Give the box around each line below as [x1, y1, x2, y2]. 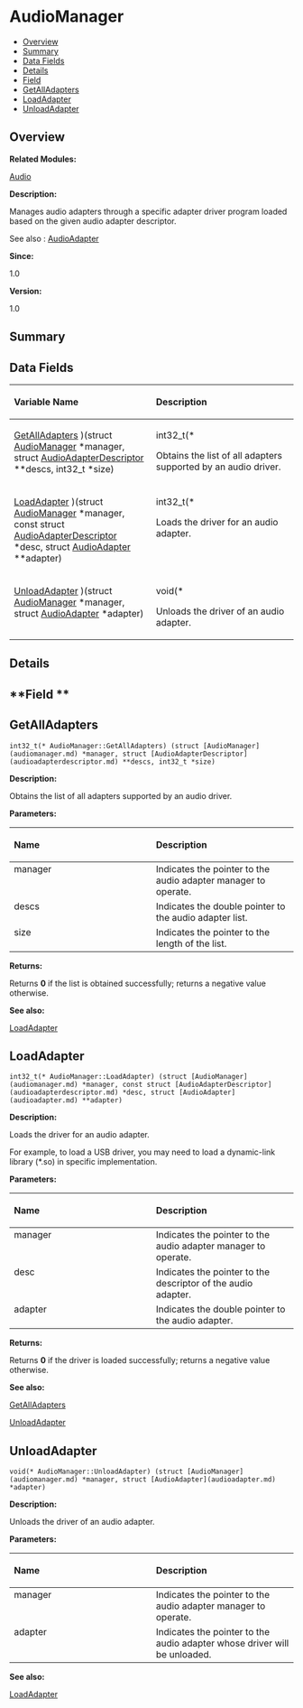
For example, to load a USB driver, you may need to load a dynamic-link [9, 1146, 276, 1157]
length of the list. [156, 937, 227, 950]
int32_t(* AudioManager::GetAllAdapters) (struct [9, 741, 200, 750]
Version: [9, 285, 42, 296]
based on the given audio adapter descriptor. [9, 215, 178, 227]
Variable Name [14, 395, 79, 408]
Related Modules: [9, 153, 77, 164]
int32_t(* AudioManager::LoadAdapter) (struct [9, 1072, 188, 1081]
